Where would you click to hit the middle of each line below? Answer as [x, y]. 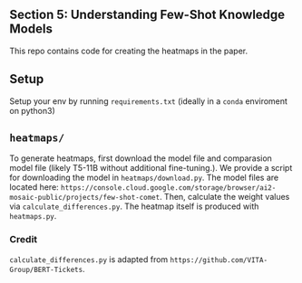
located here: [34, 187]
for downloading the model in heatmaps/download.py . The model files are [144, 178]
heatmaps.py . [33, 216]
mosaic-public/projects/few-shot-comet [85, 198]
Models [31, 29]
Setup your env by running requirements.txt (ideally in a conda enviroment [149, 101]
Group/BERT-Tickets [46, 269]
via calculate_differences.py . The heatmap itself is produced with [134, 206]
